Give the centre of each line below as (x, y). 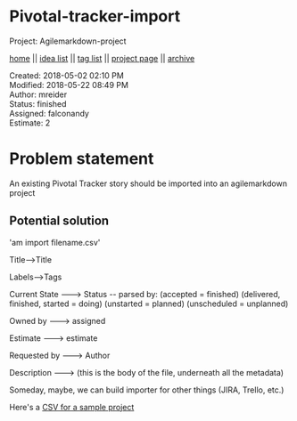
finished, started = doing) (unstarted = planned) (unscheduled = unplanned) (149, 304)
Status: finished (38, 103)
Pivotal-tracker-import (95, 16)
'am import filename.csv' (55, 242)
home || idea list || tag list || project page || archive (102, 58)
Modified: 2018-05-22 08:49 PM (69, 85)
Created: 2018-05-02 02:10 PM (67, 75)
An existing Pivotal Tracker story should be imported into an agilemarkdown (148, 183)
